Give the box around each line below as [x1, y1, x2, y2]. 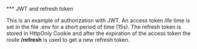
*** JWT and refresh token [6, 5, 74, 12]
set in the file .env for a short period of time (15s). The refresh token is [6, 24, 181, 30]
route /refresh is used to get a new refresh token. [6, 36, 130, 43]
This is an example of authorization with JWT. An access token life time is [6, 17, 190, 24]
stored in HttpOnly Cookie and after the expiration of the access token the [6, 30, 191, 37]
